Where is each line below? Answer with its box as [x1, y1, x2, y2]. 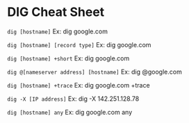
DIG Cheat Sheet [7, 4, 105, 20]
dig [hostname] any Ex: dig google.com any [7, 108, 133, 116]
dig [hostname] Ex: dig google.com [7, 27, 108, 35]
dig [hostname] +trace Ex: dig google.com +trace [7, 81, 151, 89]
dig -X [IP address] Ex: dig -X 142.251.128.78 [7, 95, 140, 103]
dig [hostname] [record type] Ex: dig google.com [7, 40, 151, 49]
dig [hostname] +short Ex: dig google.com [7, 54, 130, 63]
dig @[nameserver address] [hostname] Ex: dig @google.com [7, 67, 182, 76]
